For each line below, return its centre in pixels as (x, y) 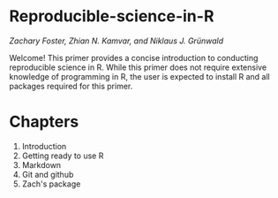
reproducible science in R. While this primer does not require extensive (138, 67)
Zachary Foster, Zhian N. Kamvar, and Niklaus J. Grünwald (116, 41)
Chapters (44, 122)
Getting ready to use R (63, 156)
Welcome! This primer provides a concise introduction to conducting (134, 57)
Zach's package (51, 184)
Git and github (48, 174)
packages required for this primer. (71, 86)
